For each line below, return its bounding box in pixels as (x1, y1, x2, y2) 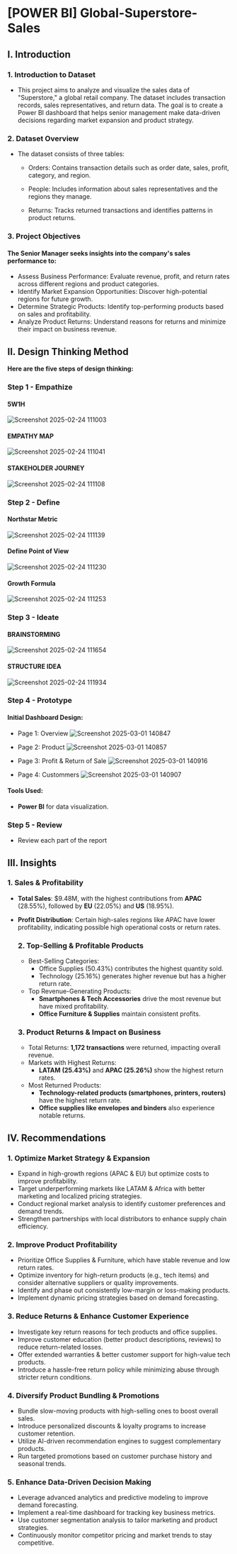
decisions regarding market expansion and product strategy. (17, 116, 195, 124)
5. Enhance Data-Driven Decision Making (7, 1477, 152, 1487)
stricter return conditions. (17, 1372, 92, 1381)
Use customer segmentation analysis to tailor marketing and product (17, 1516, 218, 1524)
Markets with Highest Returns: (28, 1058, 117, 1067)
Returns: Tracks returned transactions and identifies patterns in (28, 206, 214, 214)
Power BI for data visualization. (17, 802, 109, 811)
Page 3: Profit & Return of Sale (17, 756, 107, 765)
